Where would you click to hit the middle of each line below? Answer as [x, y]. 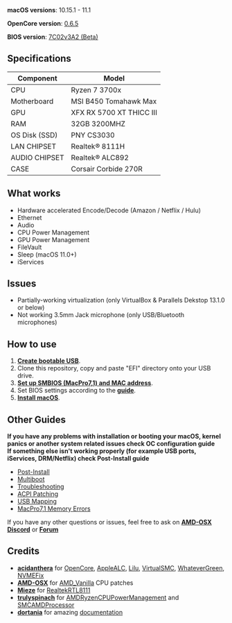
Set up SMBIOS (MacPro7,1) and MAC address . [85, 383]
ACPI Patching [38, 494]
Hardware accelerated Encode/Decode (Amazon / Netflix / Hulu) [109, 210]
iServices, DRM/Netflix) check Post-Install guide [78, 459]
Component [37, 78]
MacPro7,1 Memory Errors [54, 509]
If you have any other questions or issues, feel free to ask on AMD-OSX [110, 522]
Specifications [39, 59]
